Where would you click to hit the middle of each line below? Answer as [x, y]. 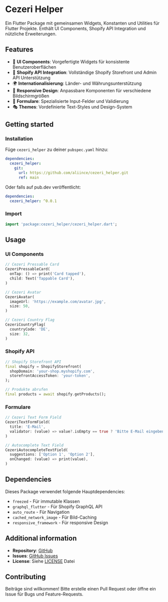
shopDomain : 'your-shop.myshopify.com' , [52, 371]
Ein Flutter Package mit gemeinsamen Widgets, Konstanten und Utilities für [82, 23]
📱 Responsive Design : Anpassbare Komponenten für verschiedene [82, 90]
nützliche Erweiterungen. [31, 34]
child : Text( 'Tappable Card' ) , [42, 279]
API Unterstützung [31, 78]
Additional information [41, 539]
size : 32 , [20, 334]
